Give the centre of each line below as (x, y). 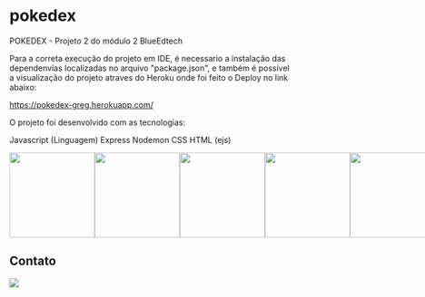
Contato (33, 261)
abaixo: (23, 87)
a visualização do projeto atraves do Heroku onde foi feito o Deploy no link (149, 77)
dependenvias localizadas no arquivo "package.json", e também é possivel (149, 68)
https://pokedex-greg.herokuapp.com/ (82, 104)
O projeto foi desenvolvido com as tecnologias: (98, 122)
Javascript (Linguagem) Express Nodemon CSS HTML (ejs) (120, 139)
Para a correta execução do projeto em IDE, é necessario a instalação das (148, 58)
